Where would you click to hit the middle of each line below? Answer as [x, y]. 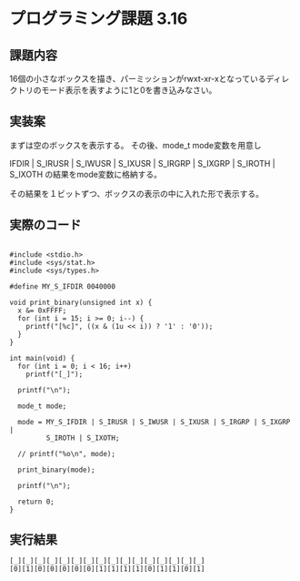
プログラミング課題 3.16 [99, 19]
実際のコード [45, 225]
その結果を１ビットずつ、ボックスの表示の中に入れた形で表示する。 [137, 193]
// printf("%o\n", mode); [67, 454]
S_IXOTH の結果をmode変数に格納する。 [85, 174]
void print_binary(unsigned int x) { [81, 302]
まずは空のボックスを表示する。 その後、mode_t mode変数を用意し [135, 145]
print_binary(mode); [56, 470]
